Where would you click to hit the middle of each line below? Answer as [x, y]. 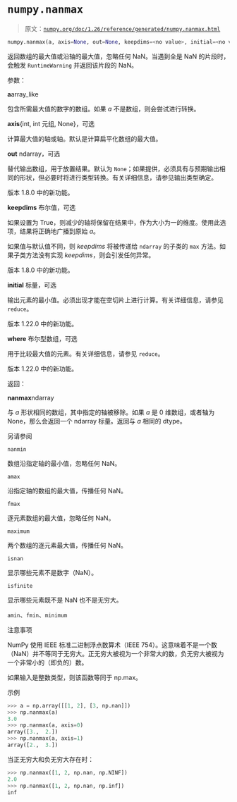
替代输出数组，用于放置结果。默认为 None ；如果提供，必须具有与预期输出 [114, 168]
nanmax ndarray [31, 397]
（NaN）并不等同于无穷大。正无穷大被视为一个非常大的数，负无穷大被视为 [116, 653]
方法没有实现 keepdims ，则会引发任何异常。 [90, 255]
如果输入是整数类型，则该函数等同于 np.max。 [75, 677]
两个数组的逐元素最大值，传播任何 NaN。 [67, 545]
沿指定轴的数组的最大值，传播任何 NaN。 [67, 491]
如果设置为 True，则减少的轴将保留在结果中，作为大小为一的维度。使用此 [114, 222]
